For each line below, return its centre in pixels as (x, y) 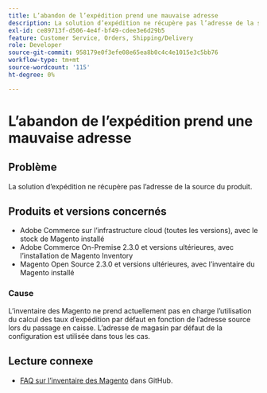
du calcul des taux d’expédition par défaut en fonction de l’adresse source (130, 319)
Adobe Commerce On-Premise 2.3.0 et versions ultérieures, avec (127, 247)
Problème (33, 167)
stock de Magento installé (62, 239)
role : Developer (35, 45)
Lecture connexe (51, 362)
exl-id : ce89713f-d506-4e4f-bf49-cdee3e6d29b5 (87, 30)
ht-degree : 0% (32, 75)
